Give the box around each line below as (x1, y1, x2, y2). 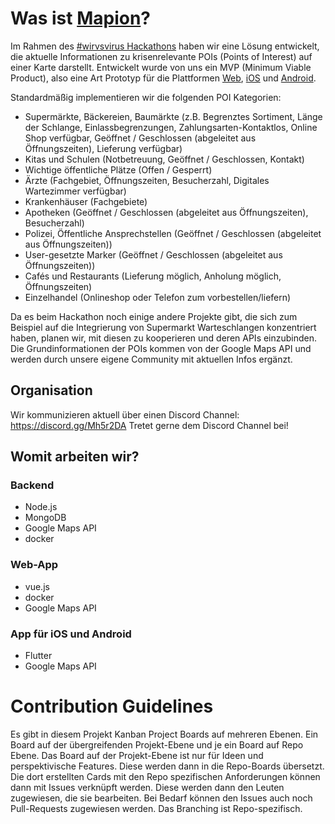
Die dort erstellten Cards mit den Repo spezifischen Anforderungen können (10, 770, 321, 782)
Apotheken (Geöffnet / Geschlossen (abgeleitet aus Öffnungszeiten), (24, 206, 309, 218)
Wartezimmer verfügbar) (24, 185, 127, 197)
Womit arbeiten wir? (10, 448, 140, 466)
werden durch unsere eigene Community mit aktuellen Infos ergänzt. (10, 353, 293, 365)
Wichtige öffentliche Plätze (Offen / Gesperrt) (24, 163, 213, 176)
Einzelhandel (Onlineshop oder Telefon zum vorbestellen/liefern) (24, 291, 292, 303)
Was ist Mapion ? (10, 7, 152, 30)
